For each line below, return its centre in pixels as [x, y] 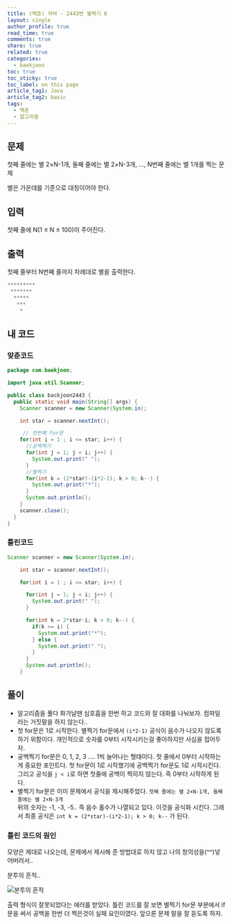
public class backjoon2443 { [49, 395]
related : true [28, 53]
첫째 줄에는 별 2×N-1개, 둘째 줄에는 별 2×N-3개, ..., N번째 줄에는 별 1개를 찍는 [112, 164]
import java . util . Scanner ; [46, 383]
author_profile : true [38, 26]
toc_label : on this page [43, 85]
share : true [24, 46]
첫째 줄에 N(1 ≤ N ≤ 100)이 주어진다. [56, 230]
